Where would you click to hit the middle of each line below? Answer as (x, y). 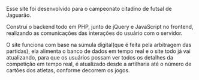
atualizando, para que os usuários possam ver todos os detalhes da (90, 57)
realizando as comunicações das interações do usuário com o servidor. (94, 33)
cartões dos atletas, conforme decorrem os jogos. (68, 70)
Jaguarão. (19, 15)
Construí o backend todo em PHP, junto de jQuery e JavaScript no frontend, (100, 27)
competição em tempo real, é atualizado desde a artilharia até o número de (99, 64)
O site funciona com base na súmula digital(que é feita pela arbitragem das (99, 45)
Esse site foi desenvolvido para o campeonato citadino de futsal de (89, 9)
